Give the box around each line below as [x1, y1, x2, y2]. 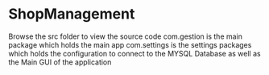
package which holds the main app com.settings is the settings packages [8, 40, 252, 49]
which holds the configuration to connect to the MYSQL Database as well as [8, 48, 261, 58]
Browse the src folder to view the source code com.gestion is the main [8, 31, 243, 41]
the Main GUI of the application [8, 57, 112, 67]
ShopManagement [8, 5, 135, 23]
